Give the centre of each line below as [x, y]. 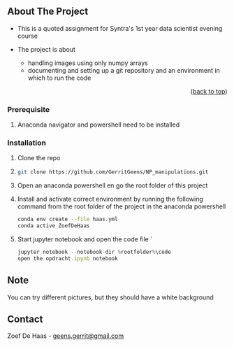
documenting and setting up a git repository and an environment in [124, 70]
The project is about [46, 49]
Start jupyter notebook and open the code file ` [85, 239]
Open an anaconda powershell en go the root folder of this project [112, 185]
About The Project [48, 12]
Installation [27, 143]
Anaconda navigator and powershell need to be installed [98, 125]
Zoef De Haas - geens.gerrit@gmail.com [66, 336]
